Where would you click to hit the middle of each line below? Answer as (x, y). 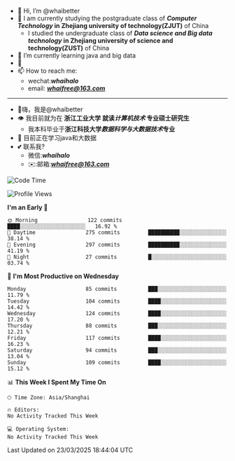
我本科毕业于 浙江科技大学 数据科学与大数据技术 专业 (101, 129)
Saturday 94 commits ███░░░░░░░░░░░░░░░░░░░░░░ (117, 350)
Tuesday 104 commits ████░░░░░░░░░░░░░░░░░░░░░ (117, 301)
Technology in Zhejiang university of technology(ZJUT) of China (113, 26)
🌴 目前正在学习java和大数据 (57, 138)
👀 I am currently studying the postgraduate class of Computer (107, 18)
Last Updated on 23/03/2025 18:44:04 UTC (70, 450)
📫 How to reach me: (47, 71)
